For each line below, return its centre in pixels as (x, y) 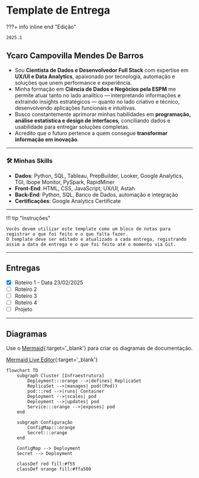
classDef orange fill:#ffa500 (54, 469)
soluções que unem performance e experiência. (73, 82)
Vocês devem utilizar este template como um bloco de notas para (88, 229)
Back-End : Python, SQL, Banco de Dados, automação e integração (96, 195)
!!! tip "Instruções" (28, 218)
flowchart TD (22, 370)
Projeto (23, 310)
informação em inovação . (47, 139)
